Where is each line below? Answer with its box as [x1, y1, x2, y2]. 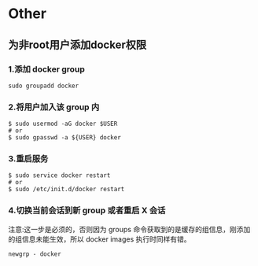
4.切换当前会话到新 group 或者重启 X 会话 [8, 205, 166, 216]
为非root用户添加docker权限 [8, 38, 147, 51]
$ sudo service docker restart [8, 172, 111, 179]
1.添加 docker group [8, 64, 85, 75]
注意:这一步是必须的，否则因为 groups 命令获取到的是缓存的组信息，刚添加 [8, 224, 251, 234]
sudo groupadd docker [8, 82, 79, 90]
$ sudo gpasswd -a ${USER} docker [8, 134, 122, 142]
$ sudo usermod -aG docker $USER [8, 120, 118, 128]
